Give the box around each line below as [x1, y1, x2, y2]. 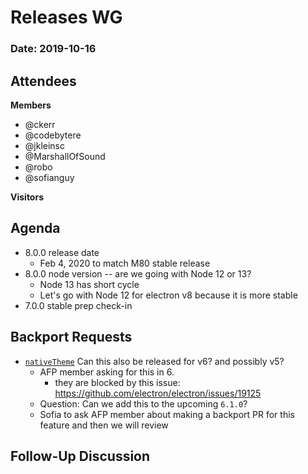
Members [10, 99, 52, 111]
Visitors [10, 191, 44, 203]
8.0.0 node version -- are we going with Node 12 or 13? [24, 267, 252, 280]
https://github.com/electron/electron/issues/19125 [54, 387, 262, 399]
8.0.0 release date [24, 246, 100, 258]
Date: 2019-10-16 [10, 42, 97, 56]
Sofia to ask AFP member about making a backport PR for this [39, 408, 295, 420]
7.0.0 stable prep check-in [24, 299, 133, 311]
